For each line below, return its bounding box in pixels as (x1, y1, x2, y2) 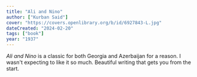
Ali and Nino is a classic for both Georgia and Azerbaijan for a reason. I (6, 53, 181, 59)
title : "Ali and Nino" (6, 8, 63, 15)
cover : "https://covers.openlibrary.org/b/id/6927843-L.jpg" (6, 20, 162, 25)
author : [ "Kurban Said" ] (6, 14, 68, 20)
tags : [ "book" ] (6, 31, 44, 37)
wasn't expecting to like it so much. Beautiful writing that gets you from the (6, 59, 192, 66)
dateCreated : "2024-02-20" (6, 25, 74, 31)
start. (6, 65, 20, 72)
